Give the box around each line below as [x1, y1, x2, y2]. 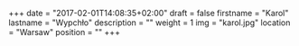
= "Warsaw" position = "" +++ [8, 27, 121, 37]
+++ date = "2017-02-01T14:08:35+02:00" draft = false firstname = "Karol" [8, 8, 289, 18]
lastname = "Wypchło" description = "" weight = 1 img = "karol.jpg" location [8, 17, 291, 28]
